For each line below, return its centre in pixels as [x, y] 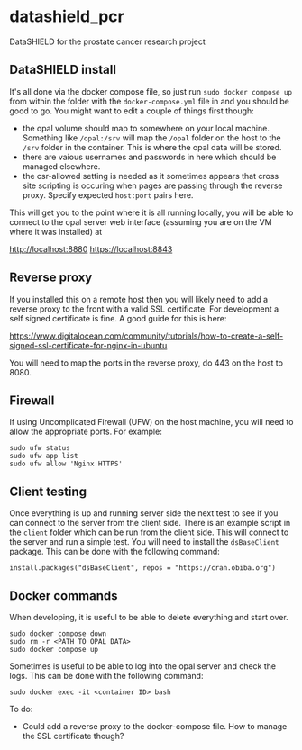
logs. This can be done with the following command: [106, 676]
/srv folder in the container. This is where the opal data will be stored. [152, 147]
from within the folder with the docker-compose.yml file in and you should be [150, 101]
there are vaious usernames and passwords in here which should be [149, 157]
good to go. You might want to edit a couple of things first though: [132, 111]
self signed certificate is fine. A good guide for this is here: [118, 318]
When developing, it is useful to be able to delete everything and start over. [149, 617]
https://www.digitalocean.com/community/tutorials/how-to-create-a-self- [146, 336]
